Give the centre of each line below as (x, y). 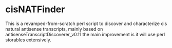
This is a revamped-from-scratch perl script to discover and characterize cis (86, 23)
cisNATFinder (35, 9)
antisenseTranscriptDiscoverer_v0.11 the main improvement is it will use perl (85, 34)
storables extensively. (28, 40)
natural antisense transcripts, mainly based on (54, 29)
